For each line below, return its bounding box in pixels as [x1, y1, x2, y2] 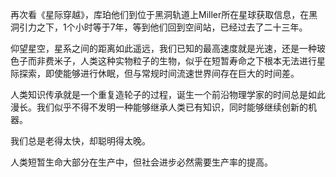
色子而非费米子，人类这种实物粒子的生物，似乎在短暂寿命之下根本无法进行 [10, 55, 317, 67]
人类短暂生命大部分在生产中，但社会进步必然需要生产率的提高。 [10, 156, 273, 168]
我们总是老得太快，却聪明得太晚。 [10, 135, 151, 147]
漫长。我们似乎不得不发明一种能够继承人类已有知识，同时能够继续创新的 [10, 101, 308, 113]
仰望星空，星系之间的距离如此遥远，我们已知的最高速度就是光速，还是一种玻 [10, 43, 326, 54]
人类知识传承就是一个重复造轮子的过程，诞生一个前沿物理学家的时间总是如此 [10, 89, 326, 100]
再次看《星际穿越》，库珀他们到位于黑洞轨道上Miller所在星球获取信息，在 [10, 9, 310, 20]
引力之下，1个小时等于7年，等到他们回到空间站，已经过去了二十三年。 [18, 21, 308, 33]
